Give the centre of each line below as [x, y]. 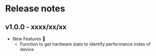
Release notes [35, 9]
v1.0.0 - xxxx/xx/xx [36, 27]
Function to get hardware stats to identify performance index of [85, 44]
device [27, 49]
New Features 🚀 [29, 39]
